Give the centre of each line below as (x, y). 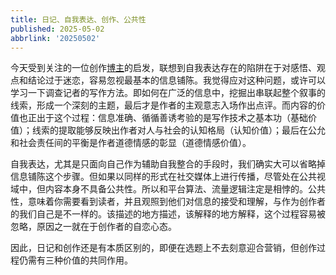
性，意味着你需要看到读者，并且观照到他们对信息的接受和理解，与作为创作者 (168, 202)
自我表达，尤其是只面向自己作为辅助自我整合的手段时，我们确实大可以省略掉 (168, 164)
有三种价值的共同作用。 (84, 260)
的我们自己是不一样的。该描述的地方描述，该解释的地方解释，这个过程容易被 (168, 214)
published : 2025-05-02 (57, 29)
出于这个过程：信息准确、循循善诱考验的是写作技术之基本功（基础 (172, 118)
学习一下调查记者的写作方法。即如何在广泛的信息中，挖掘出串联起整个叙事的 (168, 93)
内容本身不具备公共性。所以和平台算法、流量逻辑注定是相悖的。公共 (185, 189)
